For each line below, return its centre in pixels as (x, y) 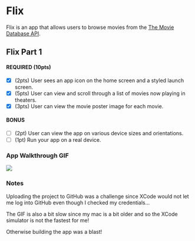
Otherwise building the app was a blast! (54, 232)
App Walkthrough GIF (37, 155)
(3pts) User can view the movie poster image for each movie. (89, 106)
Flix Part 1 (24, 52)
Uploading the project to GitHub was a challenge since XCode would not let (98, 196)
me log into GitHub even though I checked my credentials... (78, 203)
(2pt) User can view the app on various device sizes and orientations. (99, 133)
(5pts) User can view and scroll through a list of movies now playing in (100, 93)
